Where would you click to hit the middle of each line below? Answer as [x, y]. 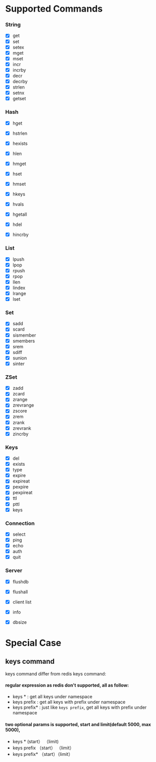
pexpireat [23, 493]
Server [14, 571]
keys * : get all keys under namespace [52, 697]
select [19, 534]
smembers [24, 341]
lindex [19, 288]
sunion [19, 358]
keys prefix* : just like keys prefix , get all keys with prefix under [80, 707]
